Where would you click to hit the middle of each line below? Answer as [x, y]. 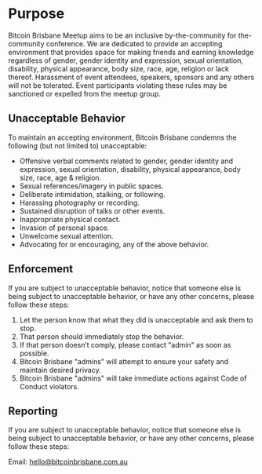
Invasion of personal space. [64, 228]
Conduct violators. [49, 386]
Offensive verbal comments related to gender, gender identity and [126, 161]
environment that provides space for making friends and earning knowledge [131, 52]
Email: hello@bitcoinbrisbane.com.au [68, 462]
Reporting [33, 411]
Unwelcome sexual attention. [66, 235]
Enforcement [40, 269]
